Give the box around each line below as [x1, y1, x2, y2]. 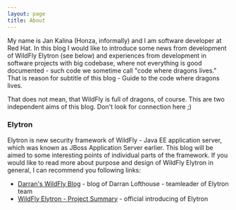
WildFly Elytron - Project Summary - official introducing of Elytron [17, 194, 209, 203]
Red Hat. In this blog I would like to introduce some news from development [7, 44, 227, 52]
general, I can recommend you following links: [7, 166, 141, 174]
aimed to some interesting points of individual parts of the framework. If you [7, 151, 228, 159]
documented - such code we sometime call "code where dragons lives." [7, 66, 217, 75]
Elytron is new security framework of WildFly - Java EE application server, [7, 135, 223, 144]
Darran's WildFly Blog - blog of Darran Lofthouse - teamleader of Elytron [17, 179, 229, 187]
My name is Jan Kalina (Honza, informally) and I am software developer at [7, 36, 222, 44]
